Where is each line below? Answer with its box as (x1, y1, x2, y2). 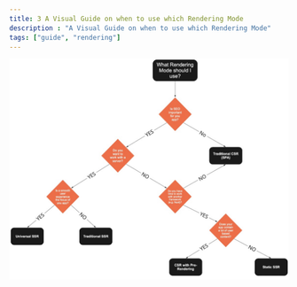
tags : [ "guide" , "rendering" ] (9, 33, 121, 42)
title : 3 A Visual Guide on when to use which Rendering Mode (9, 14, 244, 23)
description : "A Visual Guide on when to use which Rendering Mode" (9, 23, 272, 33)
